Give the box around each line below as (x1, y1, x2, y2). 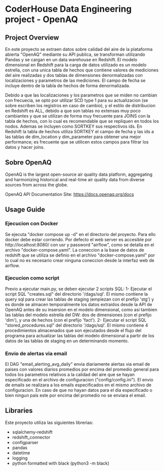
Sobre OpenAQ (5, 158, 52, 167)
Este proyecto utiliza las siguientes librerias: (5, 420, 94, 425)
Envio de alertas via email (5, 350, 67, 357)
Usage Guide (5, 206, 46, 214)
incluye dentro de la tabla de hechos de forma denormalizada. (5, 83, 131, 89)
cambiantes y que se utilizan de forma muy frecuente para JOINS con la (5, 113, 151, 118)
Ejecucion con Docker (5, 220, 58, 227)
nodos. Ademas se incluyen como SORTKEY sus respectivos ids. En (5, 123, 142, 129)
